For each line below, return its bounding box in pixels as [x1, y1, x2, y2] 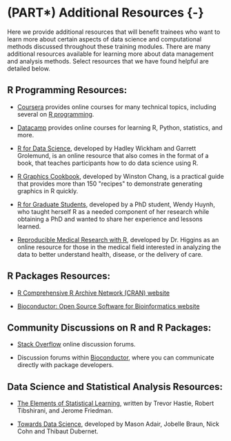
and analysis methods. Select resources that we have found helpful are [7, 57, 209, 65]
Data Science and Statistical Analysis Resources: [7, 381, 223, 393]
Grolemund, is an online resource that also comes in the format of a [17, 151, 209, 159]
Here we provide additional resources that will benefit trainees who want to [7, 28, 221, 36]
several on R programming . [17, 110, 94, 118]
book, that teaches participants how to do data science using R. [17, 159, 199, 167]
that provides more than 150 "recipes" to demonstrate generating [17, 179, 203, 188]
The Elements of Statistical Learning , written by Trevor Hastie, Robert [17, 399, 214, 408]
